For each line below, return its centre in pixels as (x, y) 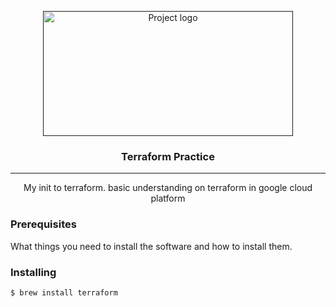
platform (168, 198)
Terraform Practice (168, 156)
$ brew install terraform (64, 292)
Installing (33, 272)
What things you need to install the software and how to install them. (151, 246)
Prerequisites (43, 224)
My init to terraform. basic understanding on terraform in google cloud (168, 188)
